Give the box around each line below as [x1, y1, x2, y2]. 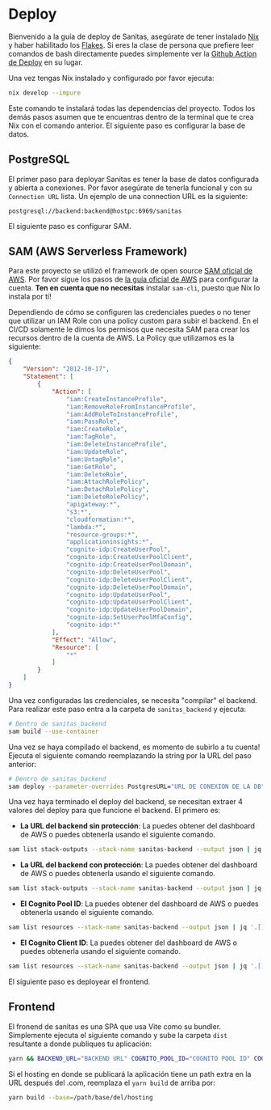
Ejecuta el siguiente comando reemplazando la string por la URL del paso [8, 750, 252, 760]
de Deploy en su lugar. [8, 57, 83, 67]
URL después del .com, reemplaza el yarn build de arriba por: [8, 1078, 216, 1087]
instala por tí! [8, 292, 52, 302]
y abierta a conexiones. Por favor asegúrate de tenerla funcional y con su [8, 183, 252, 193]
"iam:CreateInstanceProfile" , [65, 395, 168, 403]
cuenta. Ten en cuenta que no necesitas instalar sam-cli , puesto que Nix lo [8, 283, 261, 293]
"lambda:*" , [65, 523, 106, 531]
